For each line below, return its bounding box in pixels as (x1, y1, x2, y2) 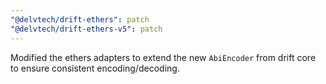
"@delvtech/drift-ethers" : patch (10, 14, 150, 25)
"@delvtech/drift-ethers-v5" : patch (10, 24, 163, 34)
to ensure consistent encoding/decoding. (10, 62, 180, 74)
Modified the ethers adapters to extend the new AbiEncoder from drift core (10, 51, 317, 63)
